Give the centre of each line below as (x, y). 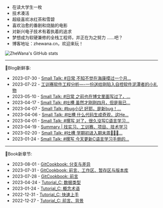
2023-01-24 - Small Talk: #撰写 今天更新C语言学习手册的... (71, 139)
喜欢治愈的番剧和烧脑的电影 (40, 25)
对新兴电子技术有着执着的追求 (42, 31)
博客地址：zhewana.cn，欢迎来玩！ (48, 43)
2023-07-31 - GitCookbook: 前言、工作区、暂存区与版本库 (70, 170)
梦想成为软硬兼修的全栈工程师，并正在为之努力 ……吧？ (67, 37)
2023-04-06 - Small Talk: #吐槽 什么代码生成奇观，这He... (70, 115)
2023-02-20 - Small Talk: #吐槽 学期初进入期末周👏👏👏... (67, 133)
